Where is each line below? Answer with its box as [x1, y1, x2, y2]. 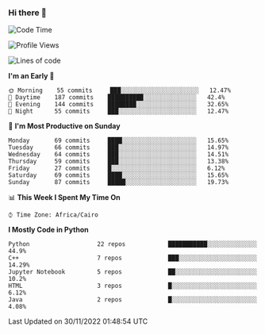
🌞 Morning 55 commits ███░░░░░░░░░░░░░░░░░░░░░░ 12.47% [8, 86, 232, 94]
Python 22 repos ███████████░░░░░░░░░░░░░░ [8, 240, 258, 248]
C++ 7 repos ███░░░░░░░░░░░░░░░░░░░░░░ [8, 254, 258, 263]
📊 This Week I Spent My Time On [8, 193, 121, 202]
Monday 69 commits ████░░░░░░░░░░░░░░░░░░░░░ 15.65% [8, 136, 229, 145]
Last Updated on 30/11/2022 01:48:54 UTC [8, 317, 148, 326]
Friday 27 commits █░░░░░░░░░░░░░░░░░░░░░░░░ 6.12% [8, 164, 225, 173]
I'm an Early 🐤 [8, 71, 55, 81]
